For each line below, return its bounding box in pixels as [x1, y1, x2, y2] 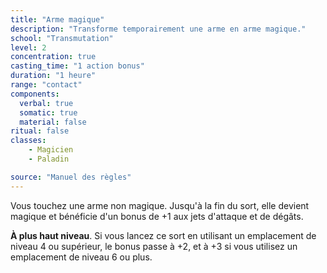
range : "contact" [10, 80, 83, 90]
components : [10, 89, 60, 99]
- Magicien [28, 145, 74, 155]
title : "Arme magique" [10, 14, 105, 25]
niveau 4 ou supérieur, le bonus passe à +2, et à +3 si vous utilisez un [10, 240, 298, 252]
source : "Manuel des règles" [10, 172, 132, 182]
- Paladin [28, 154, 70, 164]
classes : [10, 136, 47, 146]
